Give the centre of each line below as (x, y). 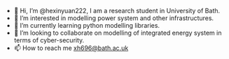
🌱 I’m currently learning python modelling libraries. (86, 25)
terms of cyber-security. (49, 40)
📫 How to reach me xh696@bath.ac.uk (71, 48)
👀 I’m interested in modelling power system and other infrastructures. (114, 18)
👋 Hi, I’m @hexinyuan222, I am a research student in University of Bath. (117, 11)
